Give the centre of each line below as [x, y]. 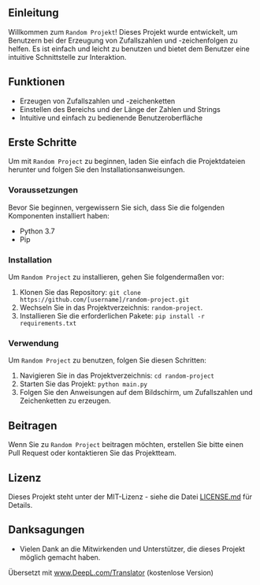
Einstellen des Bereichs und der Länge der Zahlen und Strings [120, 109]
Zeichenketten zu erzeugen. [65, 401]
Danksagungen [46, 530]
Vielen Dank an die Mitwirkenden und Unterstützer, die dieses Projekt [132, 549]
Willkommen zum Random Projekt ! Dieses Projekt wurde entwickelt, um [123, 32]
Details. [20, 505]
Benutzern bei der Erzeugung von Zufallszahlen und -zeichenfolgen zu [123, 40]
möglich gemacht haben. [60, 557]
